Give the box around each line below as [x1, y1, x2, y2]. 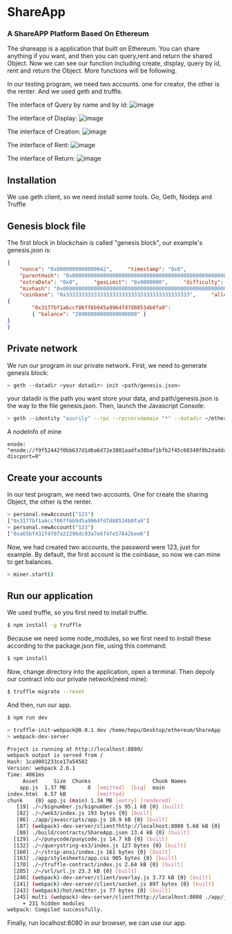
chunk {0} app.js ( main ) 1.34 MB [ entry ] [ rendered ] [7, 797, 171, 804]
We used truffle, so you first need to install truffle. [7, 608, 148, 616]
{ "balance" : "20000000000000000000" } [32, 311, 147, 318]
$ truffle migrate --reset [7, 688, 85, 695]
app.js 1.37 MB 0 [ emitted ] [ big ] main [19, 784, 166, 791]
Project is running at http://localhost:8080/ [7, 745, 144, 753]
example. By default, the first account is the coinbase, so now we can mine [7, 550, 221, 558]
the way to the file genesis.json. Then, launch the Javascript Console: [7, 402, 206, 410]
